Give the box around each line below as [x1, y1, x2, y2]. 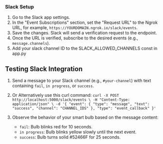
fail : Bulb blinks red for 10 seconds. [19, 124, 92, 130]
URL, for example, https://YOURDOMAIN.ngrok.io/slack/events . [12, 25, 138, 31]
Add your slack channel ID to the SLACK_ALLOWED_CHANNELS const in [12, 45, 158, 52]
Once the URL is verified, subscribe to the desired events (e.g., [12, 35, 139, 41]
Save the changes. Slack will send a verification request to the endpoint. [12, 30, 157, 36]
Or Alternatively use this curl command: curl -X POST [12, 92, 119, 98]
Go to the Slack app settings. [12, 15, 71, 20]
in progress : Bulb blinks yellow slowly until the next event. [19, 129, 137, 135]
